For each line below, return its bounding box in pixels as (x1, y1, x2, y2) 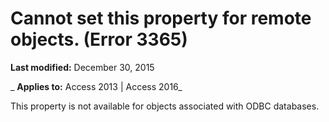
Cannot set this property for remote (10, 7, 312, 30)
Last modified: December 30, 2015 (10, 61, 155, 73)
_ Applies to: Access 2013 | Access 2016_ (10, 80, 183, 92)
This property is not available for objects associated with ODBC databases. (10, 100, 320, 112)
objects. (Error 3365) (10, 28, 188, 51)
